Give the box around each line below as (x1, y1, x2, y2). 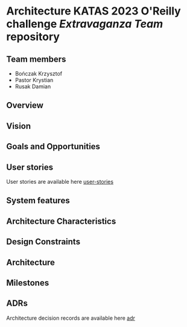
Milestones (6, 277, 49, 288)
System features (6, 195, 71, 206)
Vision (6, 121, 31, 131)
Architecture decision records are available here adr (6, 314, 136, 322)
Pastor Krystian (14, 77, 54, 83)
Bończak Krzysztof (14, 70, 63, 77)
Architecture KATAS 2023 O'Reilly (6, 4, 181, 18)
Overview (6, 100, 44, 111)
